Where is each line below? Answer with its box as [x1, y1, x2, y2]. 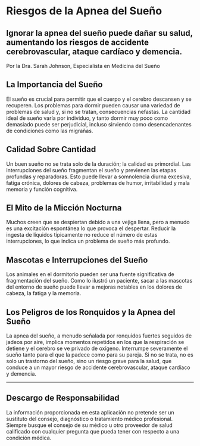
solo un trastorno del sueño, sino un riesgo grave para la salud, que [6, 358, 172, 365]
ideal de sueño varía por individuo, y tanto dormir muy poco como [6, 114, 168, 122]
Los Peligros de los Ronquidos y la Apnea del [6, 307, 176, 317]
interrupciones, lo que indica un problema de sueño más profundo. [6, 237, 170, 245]
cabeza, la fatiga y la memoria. [6, 290, 82, 297]
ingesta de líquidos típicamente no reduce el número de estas [6, 231, 158, 239]
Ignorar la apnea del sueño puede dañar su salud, [6, 28, 193, 38]
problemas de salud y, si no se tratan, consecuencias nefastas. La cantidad [6, 108, 191, 115]
